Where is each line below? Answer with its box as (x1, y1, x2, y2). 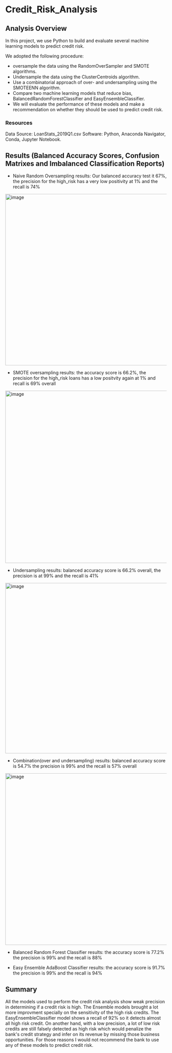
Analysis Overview (5, 24, 67, 33)
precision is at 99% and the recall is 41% (12, 573, 99, 579)
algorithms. (12, 68, 37, 74)
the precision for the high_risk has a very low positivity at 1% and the (12, 178, 158, 185)
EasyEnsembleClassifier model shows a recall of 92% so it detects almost (5, 1015, 161, 1021)
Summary (5, 985, 37, 994)
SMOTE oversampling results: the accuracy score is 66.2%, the (12, 370, 146, 376)
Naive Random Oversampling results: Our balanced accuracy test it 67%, (12, 173, 167, 179)
